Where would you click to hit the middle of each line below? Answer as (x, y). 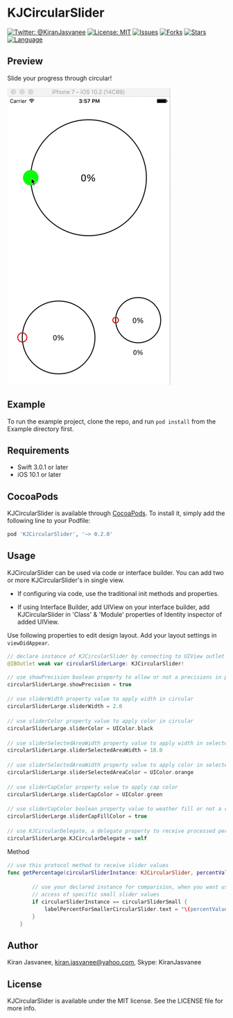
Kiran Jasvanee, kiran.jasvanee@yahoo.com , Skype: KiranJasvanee (104, 962)
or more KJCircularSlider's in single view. (66, 580)
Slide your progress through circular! (60, 78)
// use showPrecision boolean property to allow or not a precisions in (114, 677)
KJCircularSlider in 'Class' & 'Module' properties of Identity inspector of (120, 614)
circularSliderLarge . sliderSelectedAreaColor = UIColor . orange (101, 773)
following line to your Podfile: (49, 521)
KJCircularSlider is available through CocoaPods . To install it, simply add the (116, 513)
